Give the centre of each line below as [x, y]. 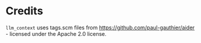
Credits [24, 11]
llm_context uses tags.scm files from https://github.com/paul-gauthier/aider [100, 27]
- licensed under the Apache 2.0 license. [56, 33]
